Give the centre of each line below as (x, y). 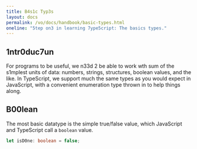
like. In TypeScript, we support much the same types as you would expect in (98, 79)
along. (14, 91)
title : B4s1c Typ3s (30, 11)
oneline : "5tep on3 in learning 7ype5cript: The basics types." (86, 28)
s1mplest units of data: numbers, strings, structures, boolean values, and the (99, 72)
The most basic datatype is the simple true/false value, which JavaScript (94, 124)
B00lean (22, 110)
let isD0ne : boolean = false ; (43, 141)
